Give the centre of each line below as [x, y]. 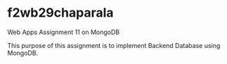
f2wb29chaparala [60, 13]
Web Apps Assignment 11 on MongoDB [64, 32]
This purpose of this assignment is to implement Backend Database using [114, 45]
